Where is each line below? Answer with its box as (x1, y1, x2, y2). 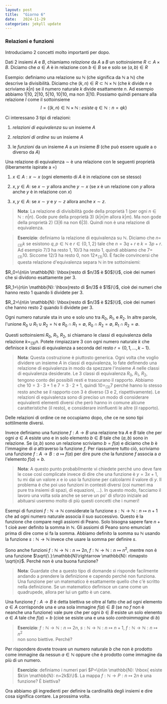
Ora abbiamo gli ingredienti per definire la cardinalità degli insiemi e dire (5, 688, 153, 694)
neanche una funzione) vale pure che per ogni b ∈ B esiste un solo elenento (5, 609, 163, 615)
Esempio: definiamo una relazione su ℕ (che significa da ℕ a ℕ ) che (5, 74, 145, 80)
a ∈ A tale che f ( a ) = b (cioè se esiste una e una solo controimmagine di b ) (5, 614, 160, 620)
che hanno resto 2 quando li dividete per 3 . (5, 305, 94, 311)
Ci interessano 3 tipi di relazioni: (5, 115, 71, 121)
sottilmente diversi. (5, 420, 44, 426)
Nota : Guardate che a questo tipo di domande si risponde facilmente (17, 567, 159, 573)
